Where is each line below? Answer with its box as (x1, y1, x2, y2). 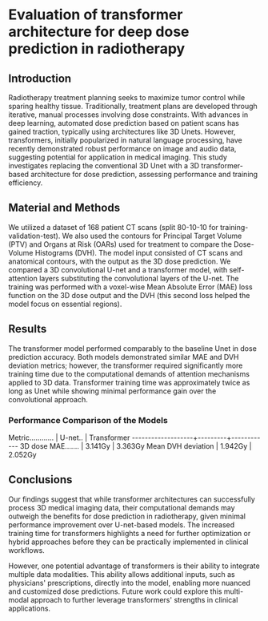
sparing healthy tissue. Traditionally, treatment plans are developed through (8, 102, 258, 111)
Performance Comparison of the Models (8, 414, 168, 425)
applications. (8, 603, 50, 613)
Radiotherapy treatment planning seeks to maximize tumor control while (8, 93, 246, 102)
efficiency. (8, 178, 43, 188)
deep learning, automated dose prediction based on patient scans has (8, 119, 240, 127)
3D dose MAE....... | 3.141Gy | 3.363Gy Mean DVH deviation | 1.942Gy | (19, 441, 252, 450)
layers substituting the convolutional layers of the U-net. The (38, 273, 239, 283)
